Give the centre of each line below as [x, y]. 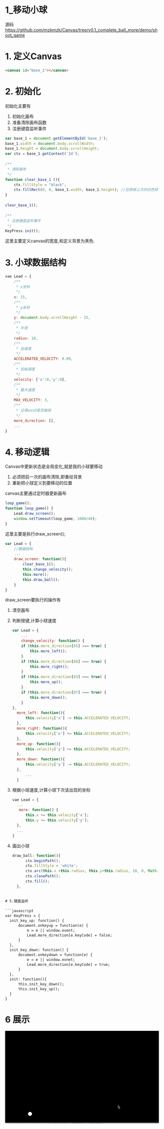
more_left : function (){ [41, 713]
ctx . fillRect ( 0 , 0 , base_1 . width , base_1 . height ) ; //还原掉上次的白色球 [86, 190]
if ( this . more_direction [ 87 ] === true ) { [64, 692]
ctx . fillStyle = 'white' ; [51, 866]
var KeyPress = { [23, 916]
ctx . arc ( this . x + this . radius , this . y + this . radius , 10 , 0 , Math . [92, 871]
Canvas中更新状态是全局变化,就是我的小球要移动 [54, 466]
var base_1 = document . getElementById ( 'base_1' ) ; [57, 138]
